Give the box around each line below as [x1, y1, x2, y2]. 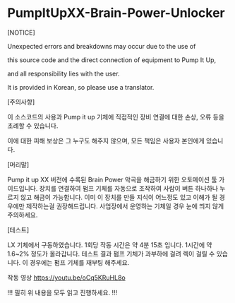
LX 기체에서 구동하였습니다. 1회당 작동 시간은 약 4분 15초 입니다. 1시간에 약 [7, 240, 212, 249]
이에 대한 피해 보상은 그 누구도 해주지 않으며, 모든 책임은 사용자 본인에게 [7, 136, 205, 145]
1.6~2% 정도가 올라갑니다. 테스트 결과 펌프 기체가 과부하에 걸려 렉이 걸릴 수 [7, 249, 215, 258]
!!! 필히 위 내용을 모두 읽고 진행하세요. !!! [7, 288, 118, 297]
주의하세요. [7, 210, 38, 219]
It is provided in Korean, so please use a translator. [7, 83, 155, 91]
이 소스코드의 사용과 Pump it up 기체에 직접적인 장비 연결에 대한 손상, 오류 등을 [7, 112, 224, 121]
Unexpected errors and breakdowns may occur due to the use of [7, 42, 196, 50]
